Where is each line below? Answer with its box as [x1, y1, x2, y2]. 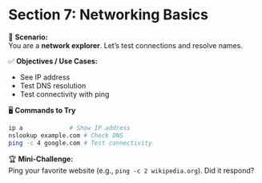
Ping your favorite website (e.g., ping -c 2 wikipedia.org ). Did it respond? [8, 165, 255, 175]
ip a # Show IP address [8, 124, 131, 132]
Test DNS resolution [19, 80, 87, 90]
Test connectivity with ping [19, 89, 110, 99]
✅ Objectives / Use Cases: [8, 56, 99, 66]
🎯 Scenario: [8, 32, 48, 42]
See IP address [19, 72, 71, 82]
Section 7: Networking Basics [8, 6, 208, 24]
